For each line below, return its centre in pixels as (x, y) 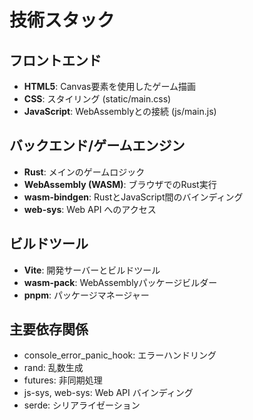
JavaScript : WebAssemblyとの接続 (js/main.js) (120, 111)
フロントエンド (55, 60)
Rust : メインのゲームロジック (84, 172)
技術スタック (62, 20)
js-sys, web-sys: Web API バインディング (108, 393)
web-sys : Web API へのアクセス (90, 209)
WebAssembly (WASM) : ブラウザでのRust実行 (120, 184)
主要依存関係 (49, 329)
